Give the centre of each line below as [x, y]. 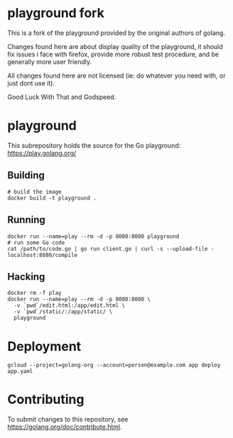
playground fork [56, 13]
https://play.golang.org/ [42, 153]
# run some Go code [36, 243]
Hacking [26, 277]
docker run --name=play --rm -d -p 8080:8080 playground [93, 236]
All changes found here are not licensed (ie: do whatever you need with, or [116, 75]
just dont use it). [31, 83]
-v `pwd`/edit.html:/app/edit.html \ [70, 306]
